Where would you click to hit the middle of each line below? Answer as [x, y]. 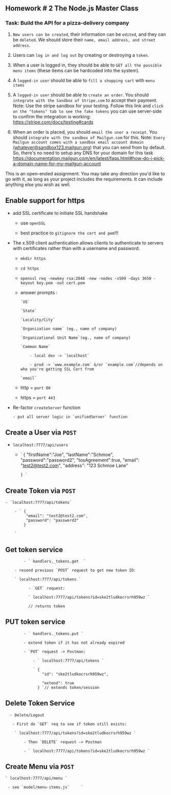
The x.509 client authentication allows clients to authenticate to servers [88, 242]
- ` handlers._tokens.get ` [55, 561]
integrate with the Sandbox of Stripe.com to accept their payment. [85, 100]
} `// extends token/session [69, 687]
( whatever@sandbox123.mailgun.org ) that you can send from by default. [89, 147]
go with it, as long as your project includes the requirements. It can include [84, 179]
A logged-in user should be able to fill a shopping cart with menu [84, 80]
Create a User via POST [41, 432]
